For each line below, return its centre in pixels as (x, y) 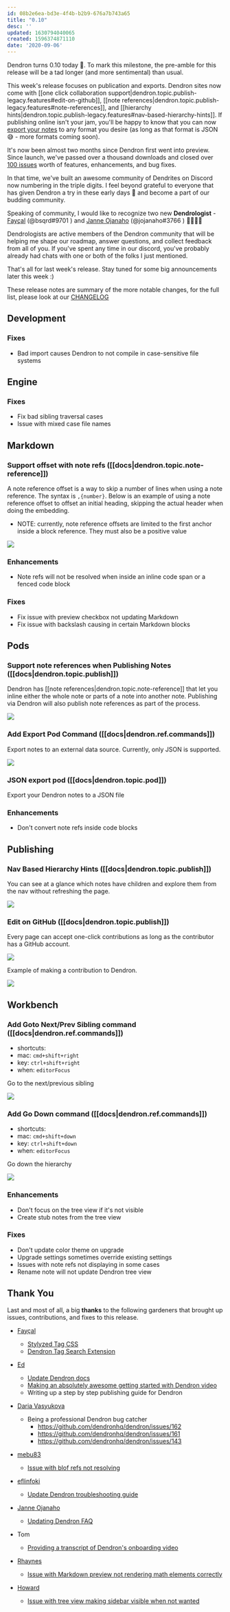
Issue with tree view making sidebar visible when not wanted (114, 1601)
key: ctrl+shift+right (48, 1062)
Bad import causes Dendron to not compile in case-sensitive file (108, 353)
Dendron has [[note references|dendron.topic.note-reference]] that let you (113, 689)
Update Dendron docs (59, 1378)
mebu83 (29, 1454)
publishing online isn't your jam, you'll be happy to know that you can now (112, 122)
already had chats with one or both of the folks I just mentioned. (97, 256)
